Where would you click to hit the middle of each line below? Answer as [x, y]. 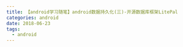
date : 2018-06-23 [28, 23]
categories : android [33, 18]
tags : [13, 29]
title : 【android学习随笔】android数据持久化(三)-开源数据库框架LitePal [92, 12]
